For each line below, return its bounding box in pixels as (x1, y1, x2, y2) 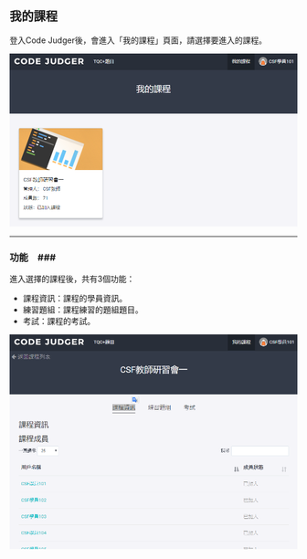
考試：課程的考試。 (22, 316, 96, 327)
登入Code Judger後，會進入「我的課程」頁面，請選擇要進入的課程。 (9, 35, 268, 46)
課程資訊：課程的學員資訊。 (22, 293, 128, 304)
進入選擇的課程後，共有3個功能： (9, 273, 135, 285)
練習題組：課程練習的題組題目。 (22, 304, 143, 315)
